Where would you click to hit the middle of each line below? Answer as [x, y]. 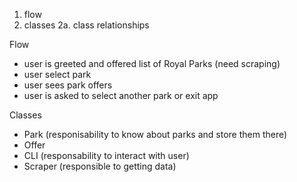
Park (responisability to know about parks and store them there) [155, 134]
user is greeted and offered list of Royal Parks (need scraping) [152, 63]
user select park [57, 74]
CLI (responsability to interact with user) [106, 155]
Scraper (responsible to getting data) [100, 166]
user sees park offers [68, 85]
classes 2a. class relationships [86, 25]
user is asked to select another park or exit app [121, 95]
